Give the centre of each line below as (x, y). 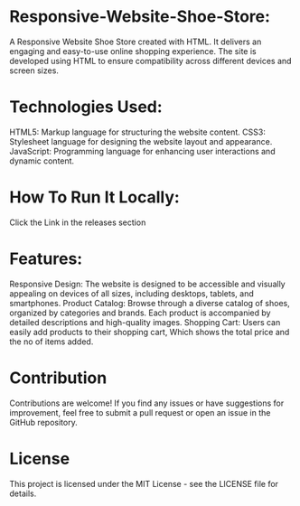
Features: (46, 258)
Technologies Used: (86, 107)
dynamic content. (42, 161)
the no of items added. (52, 342)
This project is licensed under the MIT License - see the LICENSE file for (144, 483)
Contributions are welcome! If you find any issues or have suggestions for (147, 403)
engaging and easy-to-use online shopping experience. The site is (133, 51)
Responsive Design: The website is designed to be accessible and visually (148, 284)
